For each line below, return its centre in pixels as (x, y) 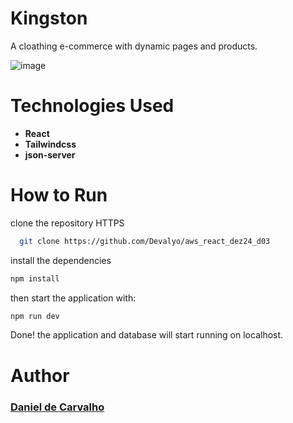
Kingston (49, 18)
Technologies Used (92, 106)
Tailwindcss (50, 144)
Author (40, 375)
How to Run (59, 195)
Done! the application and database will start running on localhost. (147, 335)
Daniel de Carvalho (57, 407)
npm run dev (35, 316)
